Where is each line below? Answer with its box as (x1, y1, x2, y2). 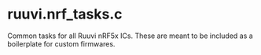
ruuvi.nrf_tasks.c (7, 5, 123, 23)
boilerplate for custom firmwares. (7, 39, 116, 48)
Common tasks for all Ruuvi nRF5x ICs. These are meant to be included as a (7, 31, 253, 40)
